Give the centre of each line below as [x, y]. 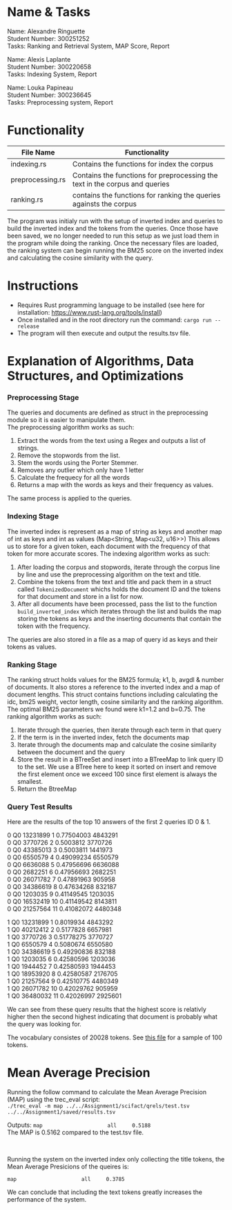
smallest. [30, 781]
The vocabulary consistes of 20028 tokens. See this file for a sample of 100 [115, 1037]
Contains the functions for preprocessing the [145, 175]
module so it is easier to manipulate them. [67, 420]
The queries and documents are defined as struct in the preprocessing [108, 412]
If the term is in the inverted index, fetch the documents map [103, 737]
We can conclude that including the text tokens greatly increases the [105, 1192]
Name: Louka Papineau [40, 87]
